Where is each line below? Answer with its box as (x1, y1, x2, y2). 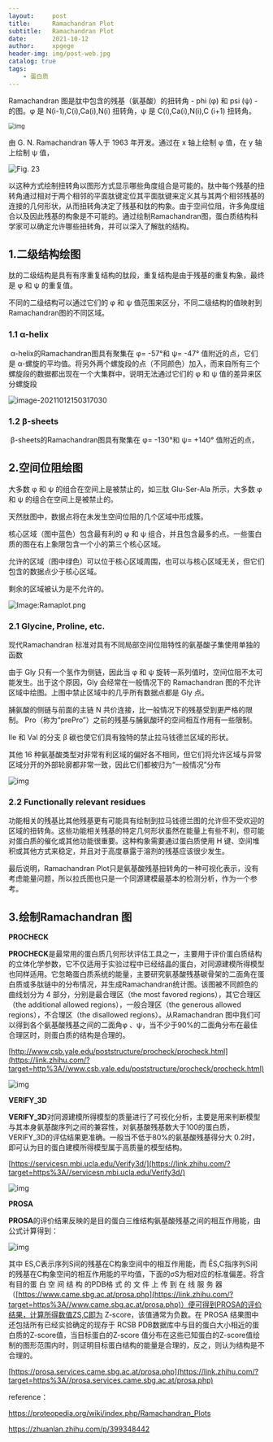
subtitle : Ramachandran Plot (8, 27, 115, 35)
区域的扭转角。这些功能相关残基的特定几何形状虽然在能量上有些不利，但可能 (8, 826, 265, 836)
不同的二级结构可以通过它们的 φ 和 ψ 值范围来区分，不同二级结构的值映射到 (8, 298, 262, 307)
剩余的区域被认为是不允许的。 (8, 583, 108, 594)
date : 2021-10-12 (8, 34, 89, 43)
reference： (8, 1392, 49, 1402)
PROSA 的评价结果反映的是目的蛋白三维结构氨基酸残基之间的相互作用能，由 (8, 1216, 262, 1226)
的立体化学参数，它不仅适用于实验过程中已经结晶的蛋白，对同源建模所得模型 (8, 959, 265, 969)
